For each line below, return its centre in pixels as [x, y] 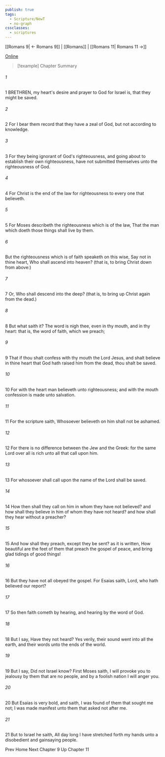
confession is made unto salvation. [40, 395]
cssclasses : [17, 28]
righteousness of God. [28, 166]
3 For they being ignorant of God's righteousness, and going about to [76, 156]
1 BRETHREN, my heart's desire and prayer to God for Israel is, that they [78, 92]
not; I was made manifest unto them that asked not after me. [66, 708]
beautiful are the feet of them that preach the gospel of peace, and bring [79, 549]
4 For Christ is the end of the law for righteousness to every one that [75, 193]
